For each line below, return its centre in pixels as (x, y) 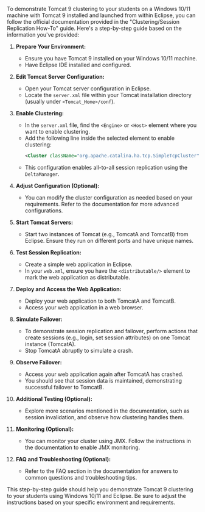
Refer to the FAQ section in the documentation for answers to (101, 471)
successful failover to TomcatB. (64, 387)
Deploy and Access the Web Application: (68, 289)
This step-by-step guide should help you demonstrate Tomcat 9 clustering (100, 489)
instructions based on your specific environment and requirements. (91, 502)
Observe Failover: (39, 362)
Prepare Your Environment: (51, 46)
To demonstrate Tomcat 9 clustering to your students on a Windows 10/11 (99, 9)
